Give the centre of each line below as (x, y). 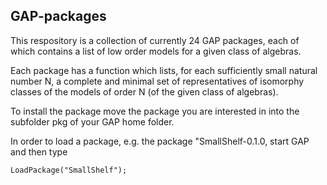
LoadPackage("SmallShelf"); (69, 170)
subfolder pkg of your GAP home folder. (92, 121)
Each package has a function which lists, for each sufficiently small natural (164, 70)
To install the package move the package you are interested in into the (155, 111)
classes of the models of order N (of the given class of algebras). (144, 91)
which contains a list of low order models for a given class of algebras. (156, 51)
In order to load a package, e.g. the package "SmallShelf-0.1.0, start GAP (160, 141)
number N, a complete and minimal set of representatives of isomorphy (157, 81)
